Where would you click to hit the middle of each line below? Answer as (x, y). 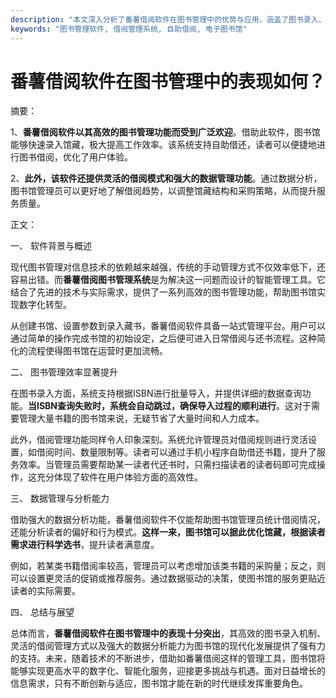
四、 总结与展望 (42, 612)
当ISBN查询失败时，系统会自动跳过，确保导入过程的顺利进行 (152, 406)
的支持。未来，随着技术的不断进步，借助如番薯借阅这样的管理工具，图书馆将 (168, 658)
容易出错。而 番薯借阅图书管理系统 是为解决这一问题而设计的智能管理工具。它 (168, 280)
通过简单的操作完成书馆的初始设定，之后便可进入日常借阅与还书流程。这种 (163, 338)
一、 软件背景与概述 (51, 246)
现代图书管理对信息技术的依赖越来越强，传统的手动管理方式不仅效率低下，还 (168, 267)
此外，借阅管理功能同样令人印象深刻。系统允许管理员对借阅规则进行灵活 (159, 440)
